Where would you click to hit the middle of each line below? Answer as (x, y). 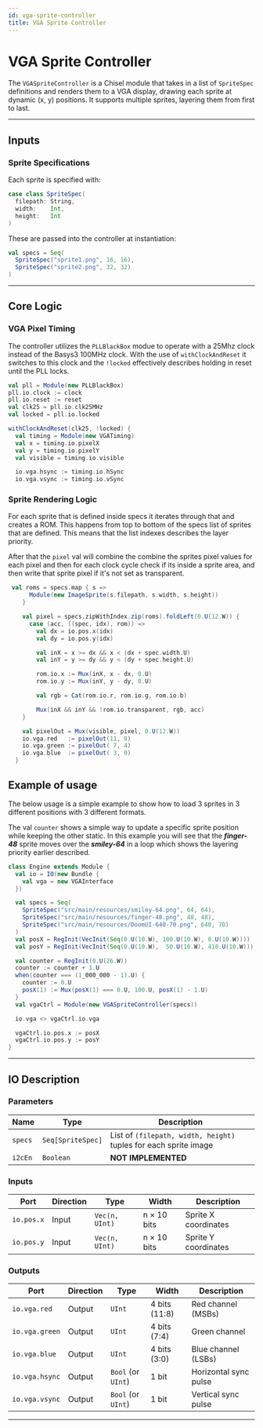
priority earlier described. (49, 852)
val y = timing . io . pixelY (58, 451)
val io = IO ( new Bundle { (58, 874)
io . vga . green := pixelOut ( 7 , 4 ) (77, 746)
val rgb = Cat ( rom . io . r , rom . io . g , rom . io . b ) (112, 696)
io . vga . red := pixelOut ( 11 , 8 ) (77, 739)
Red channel (214, 1304)
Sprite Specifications (49, 163)
